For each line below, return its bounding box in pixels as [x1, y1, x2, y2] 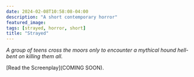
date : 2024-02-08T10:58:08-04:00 [6, 8, 89, 15]
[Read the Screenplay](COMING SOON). [6, 64, 105, 71]
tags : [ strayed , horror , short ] [6, 25, 86, 31]
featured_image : [6, 19, 46, 25]
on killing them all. [18, 53, 63, 60]
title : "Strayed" [6, 31, 49, 36]
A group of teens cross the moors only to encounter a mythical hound [6, 46, 176, 53]
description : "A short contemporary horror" [6, 14, 118, 20]
